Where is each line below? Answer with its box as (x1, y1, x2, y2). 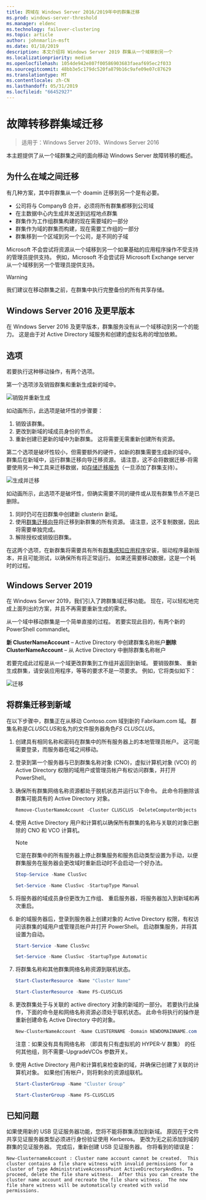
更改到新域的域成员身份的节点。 (15, 428, 96, 435)
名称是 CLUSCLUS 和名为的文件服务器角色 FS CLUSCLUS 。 (11, 725, 158, 732)
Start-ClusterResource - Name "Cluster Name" (15, 978, 131, 984)
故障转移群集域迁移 (6, 117, 104, 131)
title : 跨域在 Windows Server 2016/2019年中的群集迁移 (6, 9, 140, 15)
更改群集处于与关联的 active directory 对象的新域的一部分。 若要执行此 (15, 1001, 194, 1008)
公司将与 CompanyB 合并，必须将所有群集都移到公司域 (15, 202, 154, 209)
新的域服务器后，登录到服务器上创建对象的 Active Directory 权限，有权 (15, 915, 194, 923)
